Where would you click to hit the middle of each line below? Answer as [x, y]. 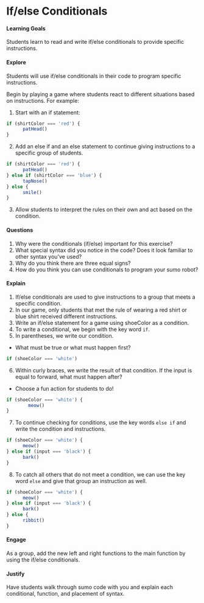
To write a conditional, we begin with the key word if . [83, 329]
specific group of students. [49, 153]
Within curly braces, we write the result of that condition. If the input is [104, 370]
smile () [32, 192]
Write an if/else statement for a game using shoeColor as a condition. [102, 322]
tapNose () [35, 181]
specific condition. [38, 303]
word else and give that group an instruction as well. [81, 481]
